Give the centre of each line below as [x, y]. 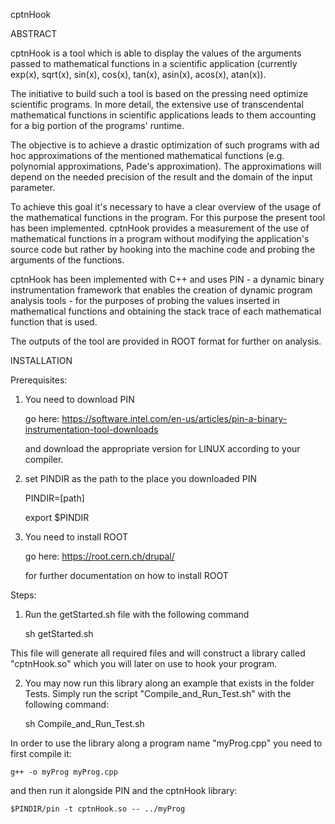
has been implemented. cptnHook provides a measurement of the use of [160, 228]
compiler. [44, 459]
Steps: [23, 595]
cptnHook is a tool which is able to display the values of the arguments [156, 53]
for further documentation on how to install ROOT [126, 575]
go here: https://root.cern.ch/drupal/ [99, 556]
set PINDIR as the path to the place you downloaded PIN [141, 478]
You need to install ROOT [76, 537]
